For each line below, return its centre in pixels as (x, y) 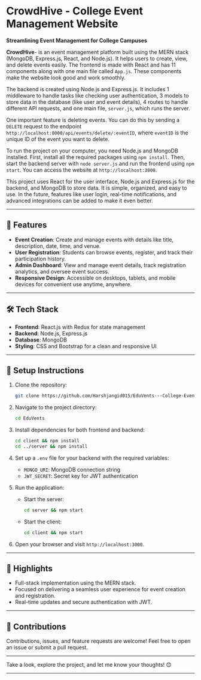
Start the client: (42, 522)
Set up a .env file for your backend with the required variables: (92, 458)
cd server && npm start (54, 510)
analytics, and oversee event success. (62, 271)
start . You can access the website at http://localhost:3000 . (82, 170)
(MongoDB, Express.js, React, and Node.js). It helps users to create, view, (97, 58)
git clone (27, 396)
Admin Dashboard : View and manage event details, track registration (100, 265)
